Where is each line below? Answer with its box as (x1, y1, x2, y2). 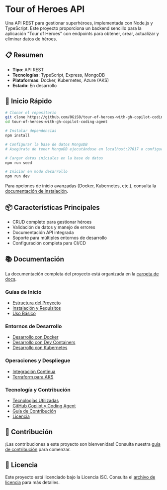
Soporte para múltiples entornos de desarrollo (12, 235, 107, 241)
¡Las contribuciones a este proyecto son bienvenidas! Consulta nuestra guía (5, 441, 161, 447)
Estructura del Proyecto (12, 300, 61, 306)
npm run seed (5, 160, 32, 165)
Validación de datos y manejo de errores (12, 224, 95, 230)
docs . (5, 276, 17, 282)
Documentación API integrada (12, 230, 74, 235)
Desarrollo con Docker (12, 334, 59, 340)
